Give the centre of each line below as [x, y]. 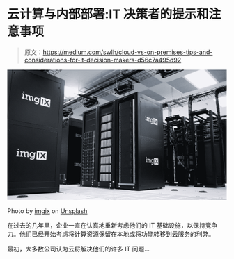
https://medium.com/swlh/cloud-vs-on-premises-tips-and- [128, 52]
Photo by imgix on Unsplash [47, 211]
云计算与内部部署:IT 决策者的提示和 [108, 14]
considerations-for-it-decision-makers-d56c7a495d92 [103, 60]
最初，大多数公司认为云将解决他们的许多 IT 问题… [78, 249]
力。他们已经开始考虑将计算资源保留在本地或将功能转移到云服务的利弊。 [111, 234]
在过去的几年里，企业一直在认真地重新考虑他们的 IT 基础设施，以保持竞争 [112, 226]
